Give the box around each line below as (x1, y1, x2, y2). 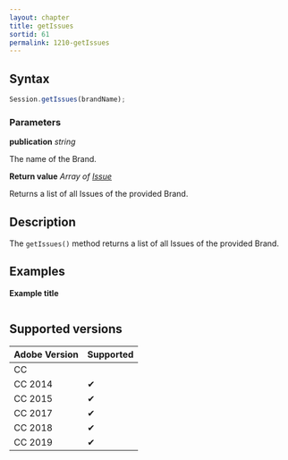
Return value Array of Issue (9, 171, 113, 182)
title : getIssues (9, 21, 74, 30)
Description (9, 214, 76, 229)
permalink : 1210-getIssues (9, 38, 110, 47)
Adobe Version (13, 348, 79, 361)
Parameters (9, 115, 61, 128)
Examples (9, 264, 65, 279)
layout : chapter (9, 13, 70, 22)
